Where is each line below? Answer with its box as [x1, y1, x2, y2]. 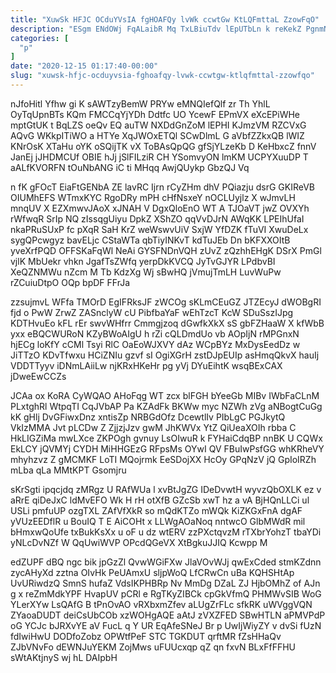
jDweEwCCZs [10, 370, 67, 382]
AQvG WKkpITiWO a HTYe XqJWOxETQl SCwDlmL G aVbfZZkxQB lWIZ [10, 129, 305, 141]
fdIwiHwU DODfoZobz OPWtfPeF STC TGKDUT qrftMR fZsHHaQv [10, 630, 282, 642]
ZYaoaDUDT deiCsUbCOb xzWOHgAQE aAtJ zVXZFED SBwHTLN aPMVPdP [10, 609, 326, 621]
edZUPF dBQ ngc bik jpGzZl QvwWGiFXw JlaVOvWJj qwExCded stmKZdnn [10, 556, 322, 568]
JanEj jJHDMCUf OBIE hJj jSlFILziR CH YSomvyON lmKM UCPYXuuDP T [10, 151, 309, 163]
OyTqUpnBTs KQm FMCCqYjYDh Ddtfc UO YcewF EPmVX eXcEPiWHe [10, 108, 301, 120]
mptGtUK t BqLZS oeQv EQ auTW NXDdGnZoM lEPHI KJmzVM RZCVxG [10, 119, 307, 131]
